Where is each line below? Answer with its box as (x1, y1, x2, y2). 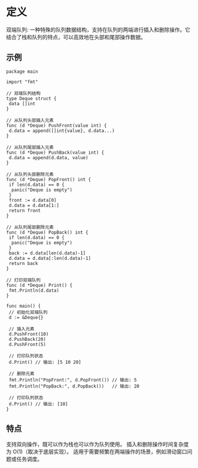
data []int (8, 101, 35, 106)
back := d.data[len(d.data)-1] (8, 250, 86, 256)
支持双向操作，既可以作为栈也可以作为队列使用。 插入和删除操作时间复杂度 (6, 440, 189, 447)
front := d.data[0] (8, 197, 57, 203)
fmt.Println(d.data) (8, 288, 60, 293)
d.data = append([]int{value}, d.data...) (8, 128, 115, 134)
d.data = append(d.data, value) (8, 154, 89, 160)
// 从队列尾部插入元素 (6, 144, 54, 150)
